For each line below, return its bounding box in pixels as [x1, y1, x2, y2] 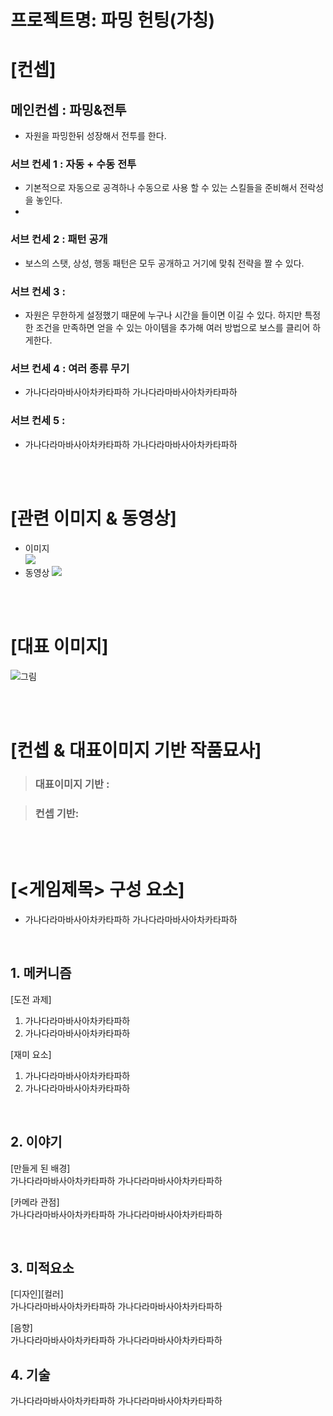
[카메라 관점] [10, 1196, 60, 1208]
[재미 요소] [10, 1048, 52, 1060]
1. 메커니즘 [10, 965, 72, 982]
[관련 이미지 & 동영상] [10, 507, 177, 530]
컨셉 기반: [34, 806, 80, 820]
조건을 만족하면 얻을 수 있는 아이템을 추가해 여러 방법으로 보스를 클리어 [35, 322, 311, 334]
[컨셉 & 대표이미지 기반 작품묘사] [10, 739, 262, 761]
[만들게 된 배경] [10, 1162, 71, 1174]
